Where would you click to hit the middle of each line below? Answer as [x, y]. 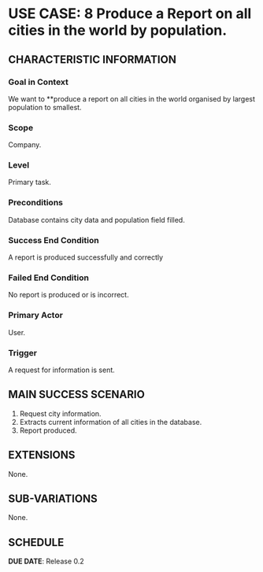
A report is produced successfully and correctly [86, 257]
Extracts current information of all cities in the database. [111, 422]
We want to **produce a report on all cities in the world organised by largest [132, 98]
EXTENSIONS [42, 455]
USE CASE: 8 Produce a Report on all [130, 14]
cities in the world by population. [118, 30]
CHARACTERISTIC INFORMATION [93, 59]
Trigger [23, 352]
